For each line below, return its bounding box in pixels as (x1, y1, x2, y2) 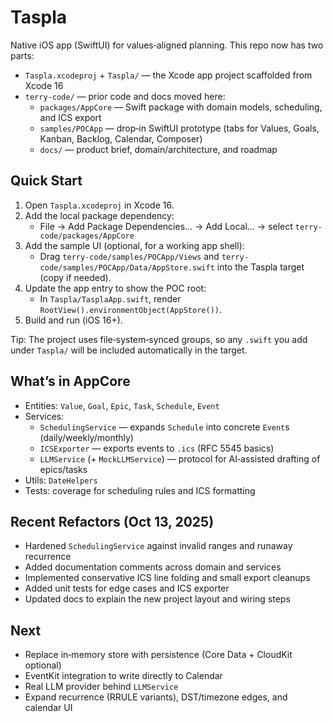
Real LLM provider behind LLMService (24, 681, 179, 693)
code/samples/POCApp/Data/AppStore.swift (39, 262, 215, 273)
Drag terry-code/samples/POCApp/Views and (39, 250, 220, 262)
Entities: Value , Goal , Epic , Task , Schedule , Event (24, 399, 220, 411)
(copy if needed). (39, 271, 112, 283)
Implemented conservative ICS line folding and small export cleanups (24, 572, 311, 584)
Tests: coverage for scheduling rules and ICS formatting (24, 484, 256, 496)
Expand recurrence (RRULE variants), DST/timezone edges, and (24, 691, 288, 703)
